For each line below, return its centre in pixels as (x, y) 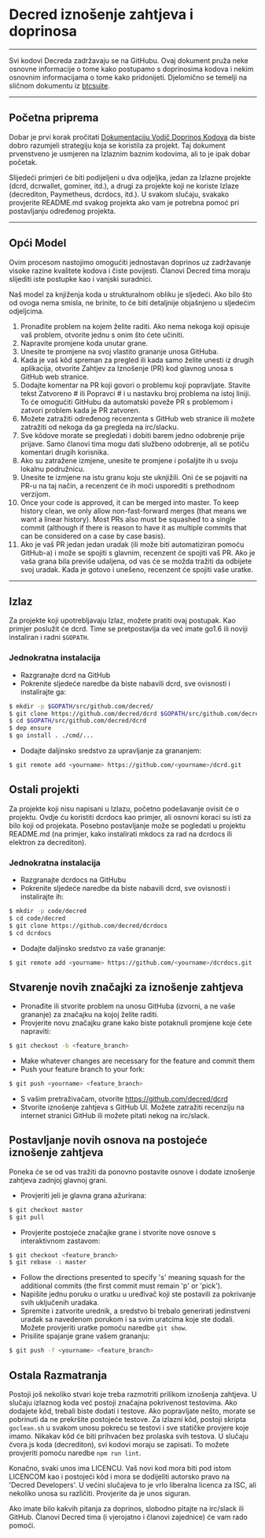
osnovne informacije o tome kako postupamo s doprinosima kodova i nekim (131, 69)
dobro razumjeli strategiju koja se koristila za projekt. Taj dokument (118, 145)
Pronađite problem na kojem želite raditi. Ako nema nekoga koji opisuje (135, 326)
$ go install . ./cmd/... (51, 735)
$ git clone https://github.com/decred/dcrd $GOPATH (97, 713)
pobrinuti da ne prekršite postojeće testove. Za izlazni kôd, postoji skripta (128, 1419)
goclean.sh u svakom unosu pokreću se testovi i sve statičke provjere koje (129, 1428)
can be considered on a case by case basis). (93, 536)
